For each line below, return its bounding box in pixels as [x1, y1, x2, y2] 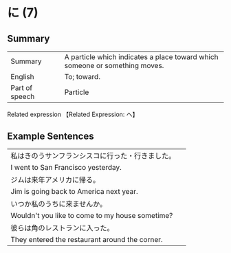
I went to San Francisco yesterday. [10, 163, 122, 173]
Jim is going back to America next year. [10, 187, 139, 197]
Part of [10, 83, 33, 92]
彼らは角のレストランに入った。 [10, 223, 115, 233]
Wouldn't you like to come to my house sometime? [10, 211, 173, 221]
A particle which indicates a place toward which [64, 52, 219, 61]
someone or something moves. [64, 61, 164, 70]
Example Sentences [7, 130, 94, 142]
